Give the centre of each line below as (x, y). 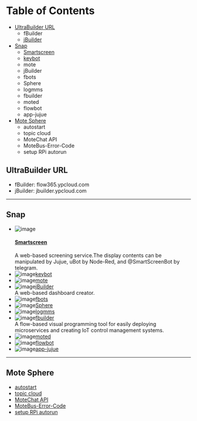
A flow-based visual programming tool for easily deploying (85, 324)
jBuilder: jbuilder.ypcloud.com (50, 191)
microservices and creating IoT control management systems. (89, 330)
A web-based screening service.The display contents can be (88, 255)
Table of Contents (50, 11)
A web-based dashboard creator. (55, 292)
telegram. (26, 268)
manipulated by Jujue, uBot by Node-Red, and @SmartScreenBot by (97, 261)
